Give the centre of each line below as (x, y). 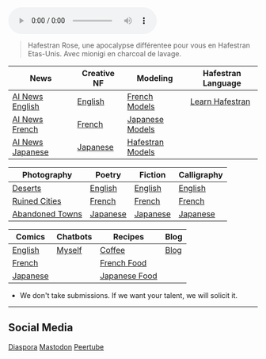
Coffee (112, 250)
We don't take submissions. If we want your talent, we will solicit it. (128, 295)
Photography (47, 175)
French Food (123, 263)
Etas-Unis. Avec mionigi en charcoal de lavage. (104, 53)
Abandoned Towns (47, 214)
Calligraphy (201, 175)
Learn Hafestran (220, 101)
